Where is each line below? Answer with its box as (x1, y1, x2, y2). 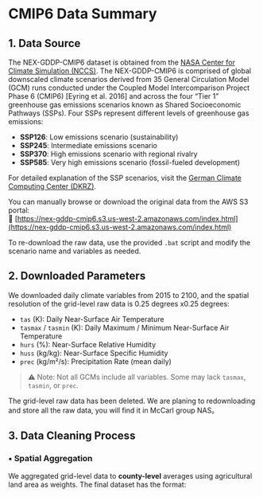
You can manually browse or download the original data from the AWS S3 (8, 197, 249, 206)
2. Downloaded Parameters (8, 269, 146, 283)
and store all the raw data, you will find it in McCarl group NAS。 (8, 405, 219, 415)
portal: (8, 205, 30, 215)
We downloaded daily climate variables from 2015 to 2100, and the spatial (8, 290, 249, 299)
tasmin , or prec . (27, 380, 79, 390)
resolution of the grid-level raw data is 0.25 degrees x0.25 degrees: (8, 299, 230, 308)
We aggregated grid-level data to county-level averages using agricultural (8, 471, 253, 480)
